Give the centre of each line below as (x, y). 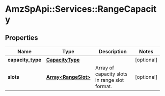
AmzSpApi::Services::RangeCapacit (81, 9)
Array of (105, 68)
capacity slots (111, 74)
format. (103, 86)
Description (113, 51)
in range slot (110, 80)
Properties (22, 38)
